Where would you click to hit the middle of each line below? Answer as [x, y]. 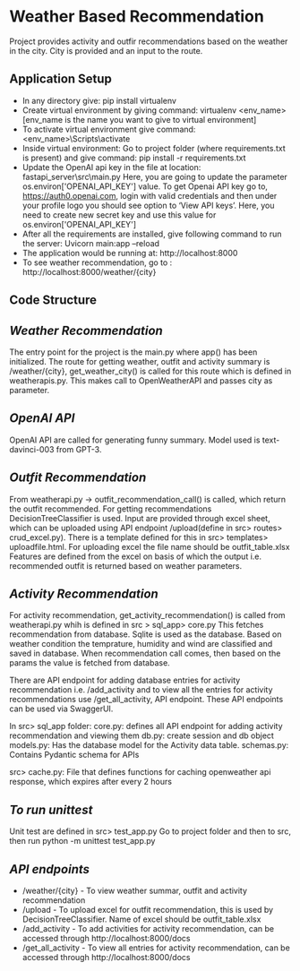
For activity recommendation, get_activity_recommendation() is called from [147, 615]
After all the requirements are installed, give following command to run [152, 234]
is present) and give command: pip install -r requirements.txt [134, 158]
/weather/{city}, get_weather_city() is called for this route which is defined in [150, 371]
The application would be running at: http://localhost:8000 [130, 253]
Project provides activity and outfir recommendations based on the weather [149, 41]
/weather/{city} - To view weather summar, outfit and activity [135, 891]
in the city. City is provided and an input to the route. [106, 50]
